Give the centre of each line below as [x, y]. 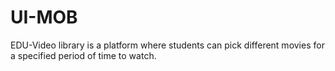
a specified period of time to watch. [83, 55]
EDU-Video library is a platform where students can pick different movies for [167, 45]
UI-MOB [44, 17]
